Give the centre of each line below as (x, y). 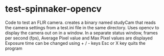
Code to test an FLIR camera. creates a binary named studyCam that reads (80, 22)
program (14, 48)
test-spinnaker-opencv (53, 9)
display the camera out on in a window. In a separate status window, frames (82, 33)
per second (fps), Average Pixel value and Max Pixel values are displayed (79, 38)
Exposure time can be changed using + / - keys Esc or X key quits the (75, 43)
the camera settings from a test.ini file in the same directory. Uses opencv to (82, 27)
